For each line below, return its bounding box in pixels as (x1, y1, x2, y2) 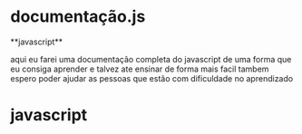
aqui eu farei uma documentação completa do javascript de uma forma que (10, 53, 292, 64)
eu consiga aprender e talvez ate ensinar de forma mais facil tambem (10, 63, 269, 74)
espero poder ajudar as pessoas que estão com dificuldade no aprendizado (10, 72, 294, 83)
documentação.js (10, 6, 146, 27)
